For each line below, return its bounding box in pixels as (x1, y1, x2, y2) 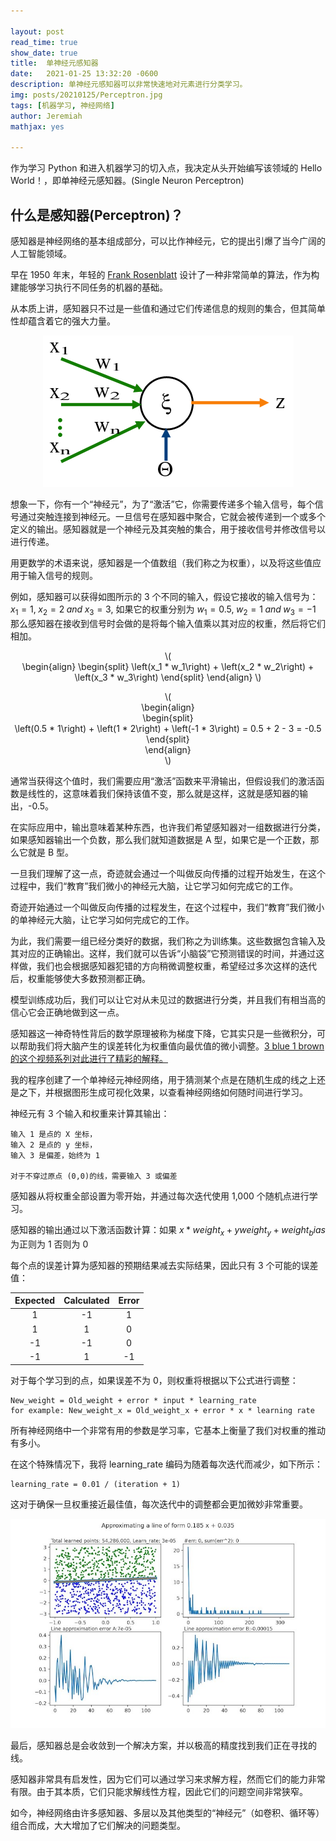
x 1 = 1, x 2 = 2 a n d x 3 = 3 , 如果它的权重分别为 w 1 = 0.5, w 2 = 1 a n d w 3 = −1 (10, 603, 317, 617)
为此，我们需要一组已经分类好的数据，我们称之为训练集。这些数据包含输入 (10, 935, 317, 947)
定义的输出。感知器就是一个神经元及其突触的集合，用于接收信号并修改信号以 (10, 523, 326, 535)
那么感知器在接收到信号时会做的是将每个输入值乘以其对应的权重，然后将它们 (10, 617, 326, 629)
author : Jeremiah (10, 111, 83, 121)
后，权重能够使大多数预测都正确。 (10, 972, 151, 984)
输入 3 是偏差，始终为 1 (10, 1150, 100, 1160)
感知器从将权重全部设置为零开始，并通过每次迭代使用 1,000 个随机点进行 (10, 1190, 310, 1202)
